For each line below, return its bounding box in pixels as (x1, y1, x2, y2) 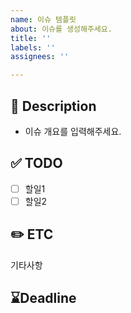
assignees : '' (10, 52, 70, 62)
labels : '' (10, 42, 56, 53)
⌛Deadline (10, 290, 77, 307)
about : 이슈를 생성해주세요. (10, 24, 113, 34)
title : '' (10, 33, 52, 43)
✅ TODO (10, 155, 63, 172)
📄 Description (10, 97, 97, 115)
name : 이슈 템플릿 (10, 14, 77, 25)
